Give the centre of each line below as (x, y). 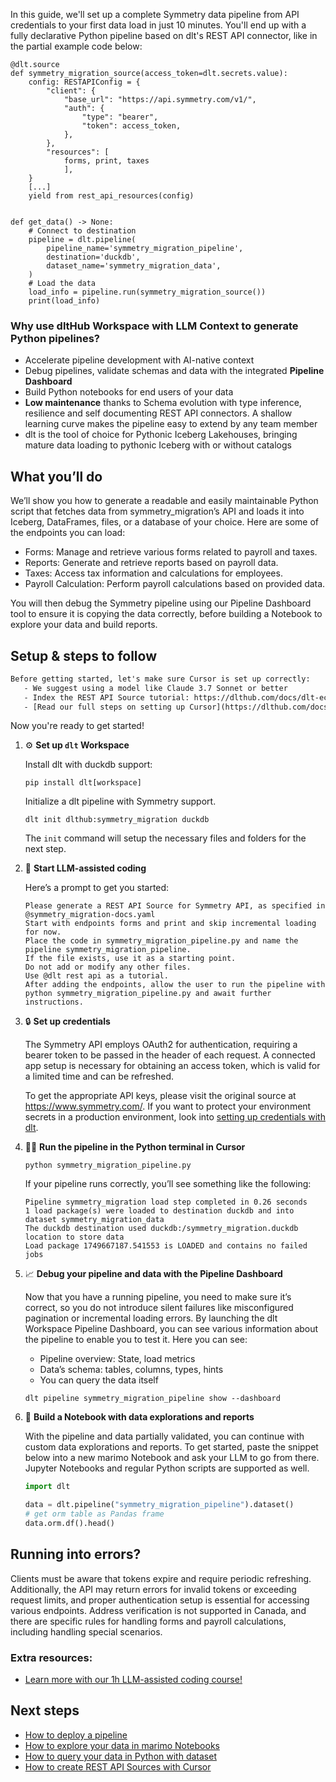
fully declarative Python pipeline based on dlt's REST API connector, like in (164, 35)
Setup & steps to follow (83, 655)
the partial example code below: (76, 46)
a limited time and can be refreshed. (99, 1076)
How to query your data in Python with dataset (120, 1756)
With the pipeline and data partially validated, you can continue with (164, 1436)
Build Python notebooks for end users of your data (129, 392)
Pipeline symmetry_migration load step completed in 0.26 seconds (166, 1202)
